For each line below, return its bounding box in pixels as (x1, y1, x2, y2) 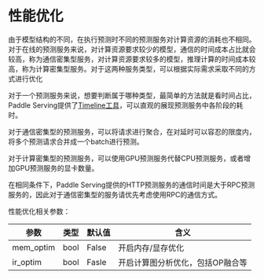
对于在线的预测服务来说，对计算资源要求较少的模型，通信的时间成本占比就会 (8, 44, 256, 53)
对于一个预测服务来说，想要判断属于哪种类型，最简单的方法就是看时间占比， (8, 90, 256, 100)
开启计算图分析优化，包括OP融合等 (118, 257, 247, 268)
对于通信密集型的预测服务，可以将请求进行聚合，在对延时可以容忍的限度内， (8, 127, 256, 136)
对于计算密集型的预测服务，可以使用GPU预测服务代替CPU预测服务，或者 (8, 153, 244, 163)
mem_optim (12, 241, 56, 252)
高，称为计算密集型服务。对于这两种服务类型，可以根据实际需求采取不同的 (8, 64, 249, 73)
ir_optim (12, 256, 42, 267)
